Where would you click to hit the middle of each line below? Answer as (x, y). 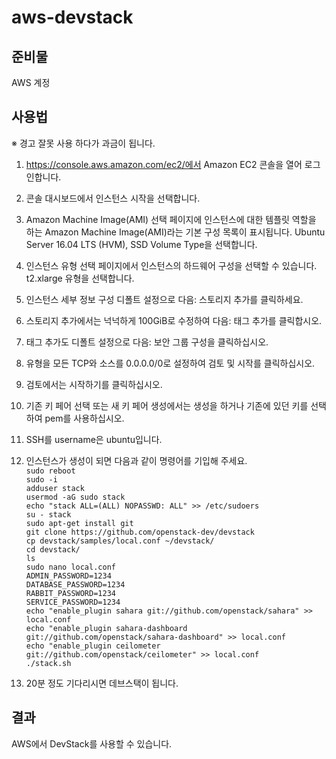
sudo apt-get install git (79, 523)
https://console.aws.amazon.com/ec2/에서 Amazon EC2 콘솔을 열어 (164, 164)
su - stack (48, 514)
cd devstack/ (53, 549)
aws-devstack (72, 17)
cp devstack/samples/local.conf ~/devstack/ (120, 541)
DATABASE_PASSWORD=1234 (75, 584)
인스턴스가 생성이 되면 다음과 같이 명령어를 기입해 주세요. (136, 460)
